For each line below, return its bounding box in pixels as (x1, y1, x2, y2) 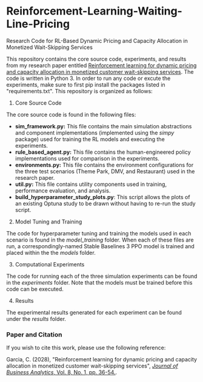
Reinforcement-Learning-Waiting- (6, 4, 183, 18)
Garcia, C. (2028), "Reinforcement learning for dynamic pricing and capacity (6, 356, 198, 363)
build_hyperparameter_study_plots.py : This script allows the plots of (15, 193, 190, 200)
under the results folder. (6, 315, 67, 322)
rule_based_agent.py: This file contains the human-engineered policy (15, 148, 191, 156)
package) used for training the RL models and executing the (15, 135, 165, 143)
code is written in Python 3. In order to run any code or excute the (6, 74, 171, 82)
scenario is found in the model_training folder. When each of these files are (6, 236, 194, 243)
